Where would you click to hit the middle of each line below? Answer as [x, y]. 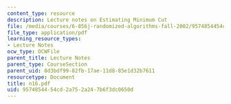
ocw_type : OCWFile [33, 52]
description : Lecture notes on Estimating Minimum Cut [87, 20]
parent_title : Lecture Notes [49, 58]
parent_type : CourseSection [47, 64]
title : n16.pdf [29, 83]
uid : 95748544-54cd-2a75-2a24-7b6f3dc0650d [70, 90]
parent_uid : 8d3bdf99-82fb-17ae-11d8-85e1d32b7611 [81, 70]
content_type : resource [41, 13]
